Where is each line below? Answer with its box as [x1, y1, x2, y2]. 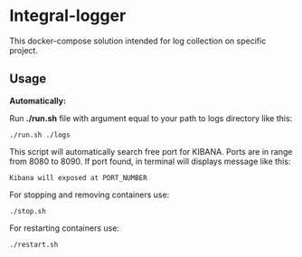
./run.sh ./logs [9, 130, 71, 139]
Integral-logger [9, 5, 127, 26]
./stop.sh [9, 206, 47, 215]
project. [9, 44, 39, 55]
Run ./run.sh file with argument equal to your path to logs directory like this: [9, 112, 293, 123]
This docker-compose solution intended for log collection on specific [9, 35, 267, 46]
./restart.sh [9, 240, 59, 249]
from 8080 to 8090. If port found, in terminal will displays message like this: [9, 156, 291, 167]
